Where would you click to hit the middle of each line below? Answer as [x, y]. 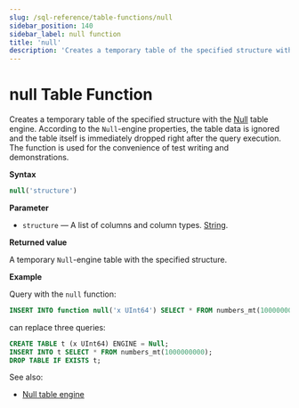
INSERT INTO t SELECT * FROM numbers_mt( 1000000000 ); [111, 352]
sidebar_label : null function [65, 34]
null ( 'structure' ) [43, 191]
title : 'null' [36, 42]
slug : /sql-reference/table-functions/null [91, 17]
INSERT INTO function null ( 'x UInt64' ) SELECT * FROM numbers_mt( [135, 310]
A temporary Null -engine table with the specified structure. [118, 259]
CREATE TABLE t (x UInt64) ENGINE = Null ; [89, 344]
